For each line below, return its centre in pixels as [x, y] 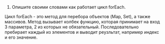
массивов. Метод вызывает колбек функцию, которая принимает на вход [82, 22]
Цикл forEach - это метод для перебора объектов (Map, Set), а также [78, 16]
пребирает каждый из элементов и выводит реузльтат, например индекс [82, 32]
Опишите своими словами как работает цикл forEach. [69, 7]
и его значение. [21, 37]
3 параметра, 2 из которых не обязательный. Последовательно [72, 27]
